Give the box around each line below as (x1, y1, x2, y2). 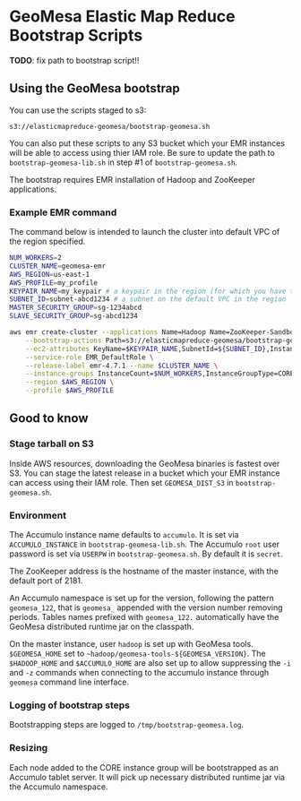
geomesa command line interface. (9, 676, 130, 687)
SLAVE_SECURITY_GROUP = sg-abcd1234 (9, 312, 139, 321)
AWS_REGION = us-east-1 (9, 270, 90, 279)
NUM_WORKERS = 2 (9, 254, 63, 263)
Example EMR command (9, 206, 117, 219)
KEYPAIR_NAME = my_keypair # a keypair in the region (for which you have (9, 287, 287, 296)
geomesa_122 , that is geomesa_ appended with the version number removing (9, 602, 284, 613)
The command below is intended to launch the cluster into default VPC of (9, 227, 280, 237)
